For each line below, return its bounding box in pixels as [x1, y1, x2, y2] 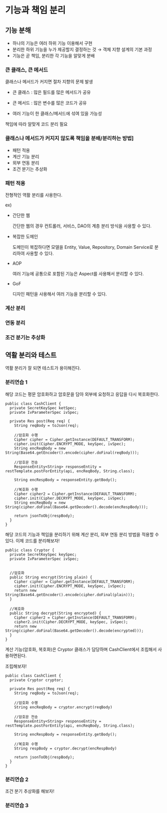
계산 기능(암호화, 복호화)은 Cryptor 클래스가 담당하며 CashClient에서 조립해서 [5, 646, 157, 652]
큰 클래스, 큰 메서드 [5, 66, 48, 73]
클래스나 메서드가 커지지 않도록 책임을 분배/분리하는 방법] [5, 135, 134, 142]
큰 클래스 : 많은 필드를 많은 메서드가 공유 [12, 89, 91, 95]
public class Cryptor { [5, 548, 55, 553]
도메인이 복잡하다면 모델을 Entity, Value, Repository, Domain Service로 [12, 244, 154, 250]
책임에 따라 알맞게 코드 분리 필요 [5, 121, 68, 127]
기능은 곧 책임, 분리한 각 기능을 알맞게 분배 [12, 53, 95, 58]
